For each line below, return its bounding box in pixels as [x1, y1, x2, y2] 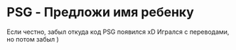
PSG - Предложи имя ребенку [6, 4, 195, 20]
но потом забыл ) [6, 35, 60, 43]
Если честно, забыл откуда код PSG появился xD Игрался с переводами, [6, 27, 230, 36]
